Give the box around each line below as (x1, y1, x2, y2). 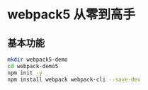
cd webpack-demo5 (7, 62, 59, 69)
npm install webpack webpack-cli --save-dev (7, 76, 141, 83)
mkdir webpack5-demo (7, 56, 69, 63)
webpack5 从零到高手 (7, 6, 136, 23)
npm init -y (7, 69, 42, 77)
